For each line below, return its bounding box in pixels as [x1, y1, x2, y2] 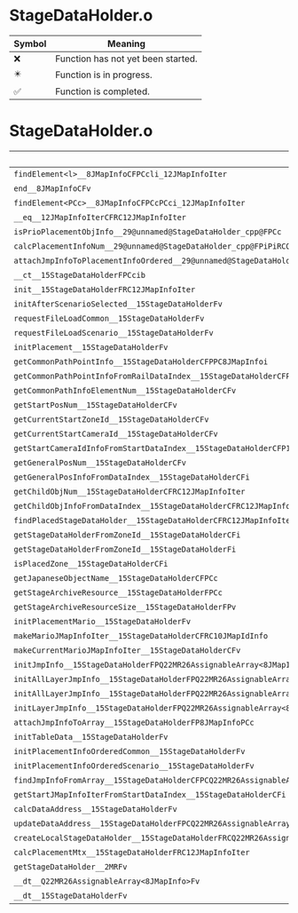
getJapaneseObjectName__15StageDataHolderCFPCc [13, 573, 219, 583]
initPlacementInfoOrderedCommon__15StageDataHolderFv [13, 746, 246, 756]
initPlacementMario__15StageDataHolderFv [13, 616, 192, 626]
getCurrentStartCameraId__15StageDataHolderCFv [13, 428, 219, 439]
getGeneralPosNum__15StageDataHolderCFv [13, 457, 186, 467]
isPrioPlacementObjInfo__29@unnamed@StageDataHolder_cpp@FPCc [13, 226, 282, 236]
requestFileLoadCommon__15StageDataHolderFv [13, 313, 205, 323]
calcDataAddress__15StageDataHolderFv [13, 804, 177, 814]
